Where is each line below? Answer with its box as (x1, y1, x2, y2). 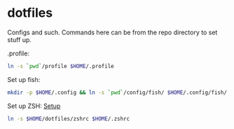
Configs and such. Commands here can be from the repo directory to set (7, 28, 218, 36)
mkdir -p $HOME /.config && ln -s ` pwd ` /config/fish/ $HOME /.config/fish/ (7, 89, 228, 96)
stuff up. (7, 35, 32, 43)
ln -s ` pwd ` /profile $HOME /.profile (7, 62, 114, 69)
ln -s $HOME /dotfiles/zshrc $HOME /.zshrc (7, 115, 130, 122)
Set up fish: (7, 75, 41, 83)
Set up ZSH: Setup (7, 102, 61, 110)
